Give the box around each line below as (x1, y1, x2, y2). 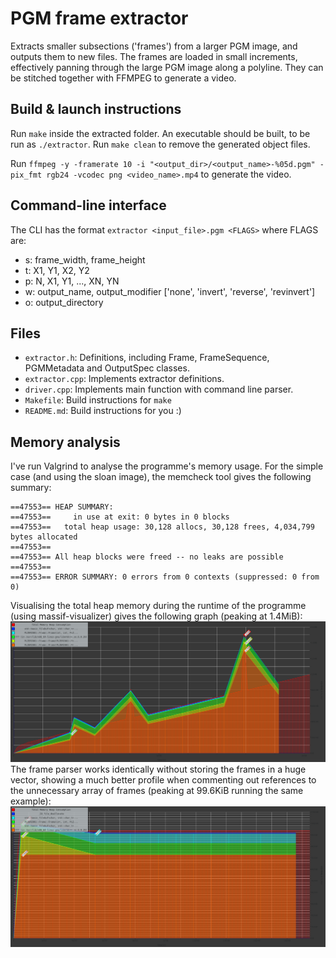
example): (10, 795, 52, 807)
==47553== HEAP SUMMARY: (10, 502, 114, 512)
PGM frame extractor (10, 7, 189, 30)
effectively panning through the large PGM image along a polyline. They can (10, 61, 324, 73)
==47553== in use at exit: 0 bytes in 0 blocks (10, 512, 230, 522)
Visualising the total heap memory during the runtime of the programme (10, 600, 307, 612)
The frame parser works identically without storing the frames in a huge (10, 763, 307, 776)
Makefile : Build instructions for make (24, 394, 172, 406)
